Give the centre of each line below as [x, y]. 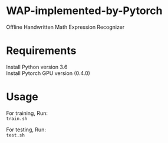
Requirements [41, 51]
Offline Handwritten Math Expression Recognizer [65, 27]
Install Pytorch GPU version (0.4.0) [48, 73]
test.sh [16, 135]
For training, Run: [27, 113]
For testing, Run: [26, 130]
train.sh [17, 118]
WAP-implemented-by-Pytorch [84, 11]
